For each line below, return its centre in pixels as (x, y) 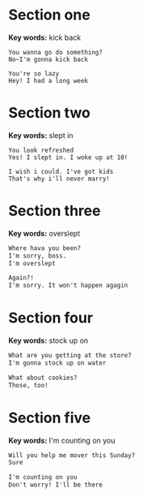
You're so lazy (34, 73)
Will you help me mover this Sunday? (72, 455)
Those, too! (28, 385)
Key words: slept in (41, 135)
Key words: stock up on (48, 341)
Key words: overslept (44, 233)
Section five (50, 418)
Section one (49, 15)
